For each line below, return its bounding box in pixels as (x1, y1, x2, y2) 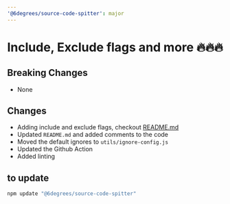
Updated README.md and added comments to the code (16, 131, 169, 139)
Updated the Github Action (16, 145, 93, 153)
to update (7, 172, 49, 183)
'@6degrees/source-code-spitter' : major (7, 10, 125, 17)
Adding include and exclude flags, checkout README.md (16, 123, 179, 131)
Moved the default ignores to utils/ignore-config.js (16, 138, 169, 146)
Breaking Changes (7, 67, 88, 79)
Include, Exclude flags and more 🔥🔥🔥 (7, 39, 223, 55)
